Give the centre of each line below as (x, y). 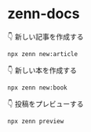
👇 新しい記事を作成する (45, 36)
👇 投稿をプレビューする (45, 104)
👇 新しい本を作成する (42, 70)
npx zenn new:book (37, 88)
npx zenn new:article (43, 54)
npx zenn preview (36, 121)
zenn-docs (44, 14)
